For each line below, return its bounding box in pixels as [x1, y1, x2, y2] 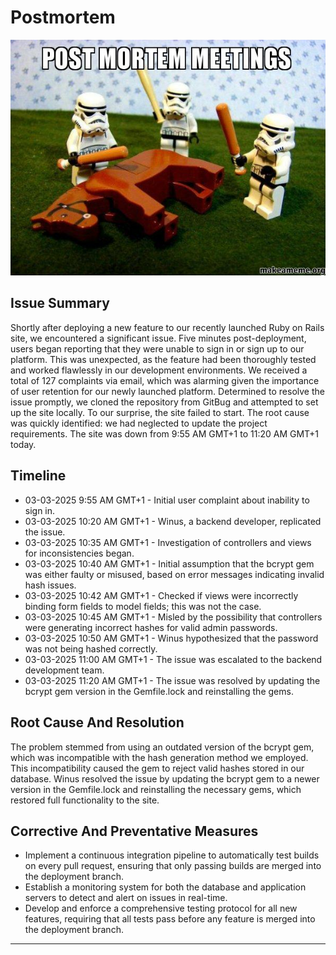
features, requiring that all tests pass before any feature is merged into [24, 913, 316, 925]
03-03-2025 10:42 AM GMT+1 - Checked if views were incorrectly [24, 589, 299, 601]
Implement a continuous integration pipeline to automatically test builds [24, 849, 320, 861]
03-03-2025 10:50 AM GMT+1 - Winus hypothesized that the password [24, 632, 319, 644]
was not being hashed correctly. [24, 642, 158, 655]
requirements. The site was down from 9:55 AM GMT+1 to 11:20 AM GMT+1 [10, 427, 320, 440]
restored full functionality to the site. [10, 794, 160, 806]
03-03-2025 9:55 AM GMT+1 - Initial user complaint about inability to [24, 494, 310, 506]
